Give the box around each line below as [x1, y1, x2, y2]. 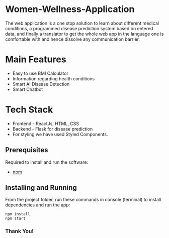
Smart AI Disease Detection [12, 81, 70, 87]
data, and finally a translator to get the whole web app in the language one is [5, 31, 164, 37]
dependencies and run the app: [5, 202, 70, 208]
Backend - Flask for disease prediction [12, 126, 93, 132]
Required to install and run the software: [5, 159, 89, 165]
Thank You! [5, 227, 34, 234]
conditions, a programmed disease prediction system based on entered [5, 25, 153, 31]
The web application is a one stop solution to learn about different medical [5, 20, 159, 26]
